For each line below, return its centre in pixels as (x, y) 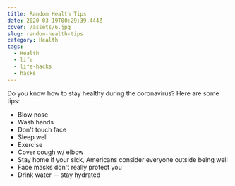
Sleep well (32, 137)
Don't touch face (42, 129)
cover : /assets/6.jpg (39, 27)
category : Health (33, 40)
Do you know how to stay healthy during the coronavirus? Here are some (114, 93)
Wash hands (36, 122)
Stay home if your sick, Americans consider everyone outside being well (122, 159)
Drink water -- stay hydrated (59, 175)
